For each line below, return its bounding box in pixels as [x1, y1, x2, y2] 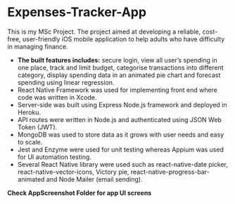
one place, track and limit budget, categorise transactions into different [17, 63, 224, 72]
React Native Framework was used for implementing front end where [17, 86, 218, 94]
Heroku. [17, 108, 41, 116]
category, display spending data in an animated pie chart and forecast [17, 71, 221, 79]
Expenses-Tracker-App [7, 4, 146, 20]
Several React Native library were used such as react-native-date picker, [17, 160, 229, 168]
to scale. [17, 137, 43, 146]
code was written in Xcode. [17, 93, 97, 102]
